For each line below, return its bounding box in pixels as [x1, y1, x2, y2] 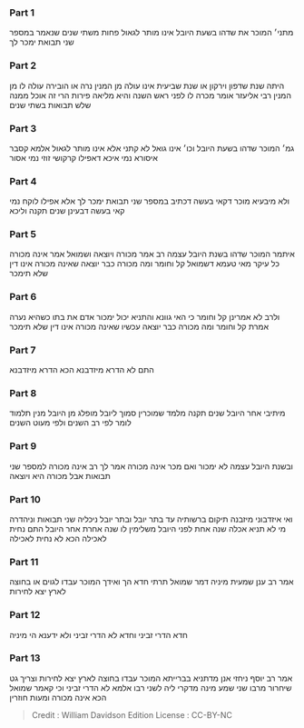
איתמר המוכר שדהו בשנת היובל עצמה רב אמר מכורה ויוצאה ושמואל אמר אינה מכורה [9, 248, 295, 260]
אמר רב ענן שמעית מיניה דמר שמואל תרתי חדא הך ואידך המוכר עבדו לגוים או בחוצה [9, 576, 294, 587]
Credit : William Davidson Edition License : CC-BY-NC [31, 709, 233, 720]
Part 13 [9, 652, 41, 664]
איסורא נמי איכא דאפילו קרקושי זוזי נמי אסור [9, 152, 159, 163]
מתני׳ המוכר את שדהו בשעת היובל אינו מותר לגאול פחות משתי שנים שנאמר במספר [9, 27, 294, 38]
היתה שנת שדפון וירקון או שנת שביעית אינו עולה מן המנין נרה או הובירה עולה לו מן [9, 80, 285, 91]
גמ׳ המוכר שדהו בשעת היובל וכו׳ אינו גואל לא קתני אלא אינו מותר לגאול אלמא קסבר [9, 143, 295, 154]
